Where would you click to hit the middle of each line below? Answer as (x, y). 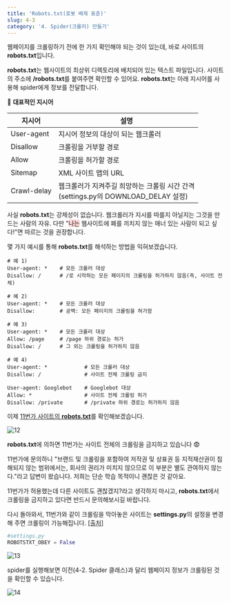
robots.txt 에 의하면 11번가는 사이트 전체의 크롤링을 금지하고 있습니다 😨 (103, 444)
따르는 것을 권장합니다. (55, 232)
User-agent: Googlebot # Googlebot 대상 (69, 388)
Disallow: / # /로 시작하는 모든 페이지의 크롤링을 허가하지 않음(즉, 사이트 (111, 276)
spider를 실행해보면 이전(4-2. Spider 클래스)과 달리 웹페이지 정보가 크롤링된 (110, 570)
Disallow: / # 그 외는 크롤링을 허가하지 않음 (73, 347)
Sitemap (24, 173)
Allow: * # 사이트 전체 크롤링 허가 (77, 395)
